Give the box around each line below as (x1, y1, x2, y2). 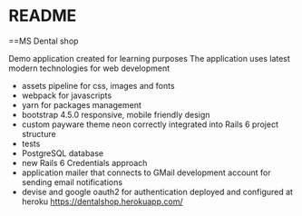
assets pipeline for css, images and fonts (21, 80, 175, 91)
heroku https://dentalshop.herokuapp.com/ (21, 196, 183, 207)
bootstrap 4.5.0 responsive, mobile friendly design (21, 109, 210, 120)
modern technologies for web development (8, 63, 170, 74)
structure (21, 128, 56, 139)
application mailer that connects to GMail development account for (21, 167, 271, 178)
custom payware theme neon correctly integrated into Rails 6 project (21, 119, 278, 130)
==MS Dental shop (8, 35, 79, 46)
